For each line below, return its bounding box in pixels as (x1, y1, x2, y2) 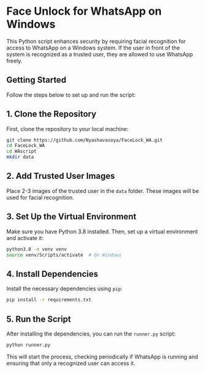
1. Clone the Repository (6, 109, 97, 119)
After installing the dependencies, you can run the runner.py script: (6, 330, 176, 337)
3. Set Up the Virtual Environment (6, 211, 136, 222)
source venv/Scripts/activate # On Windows (6, 252, 122, 258)
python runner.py (6, 342, 51, 348)
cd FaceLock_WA (6, 143, 45, 149)
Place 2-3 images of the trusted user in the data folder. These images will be (6, 187, 199, 194)
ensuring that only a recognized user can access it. (6, 360, 136, 367)
